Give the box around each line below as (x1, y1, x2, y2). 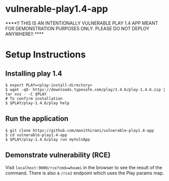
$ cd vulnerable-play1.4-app (5, 132, 67, 138)
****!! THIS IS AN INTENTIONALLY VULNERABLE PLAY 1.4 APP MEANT (5, 20, 158, 26)
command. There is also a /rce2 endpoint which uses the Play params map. (5, 170, 164, 176)
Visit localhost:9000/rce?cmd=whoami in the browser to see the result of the (5, 164, 162, 170)
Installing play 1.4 (5, 69, 62, 78)
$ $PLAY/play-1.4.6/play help (5, 100, 70, 105)
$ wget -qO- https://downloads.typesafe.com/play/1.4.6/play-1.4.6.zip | (5, 87, 166, 92)
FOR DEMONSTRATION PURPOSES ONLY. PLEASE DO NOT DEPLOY (5, 25, 150, 31)
